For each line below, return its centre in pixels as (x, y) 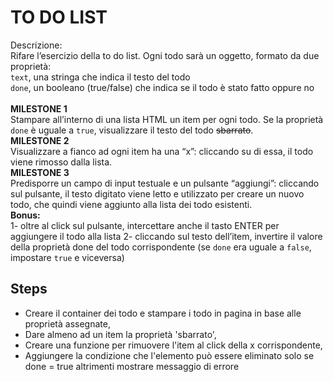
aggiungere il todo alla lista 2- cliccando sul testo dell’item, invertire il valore (166, 236)
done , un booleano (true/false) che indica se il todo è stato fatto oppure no (162, 87)
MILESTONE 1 (39, 108)
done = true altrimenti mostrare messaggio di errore (132, 366)
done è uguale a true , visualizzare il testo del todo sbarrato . (132, 130)
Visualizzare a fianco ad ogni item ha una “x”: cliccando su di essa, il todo (162, 151)
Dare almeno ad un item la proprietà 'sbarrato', (120, 334)
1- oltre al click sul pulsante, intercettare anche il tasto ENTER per (145, 225)
